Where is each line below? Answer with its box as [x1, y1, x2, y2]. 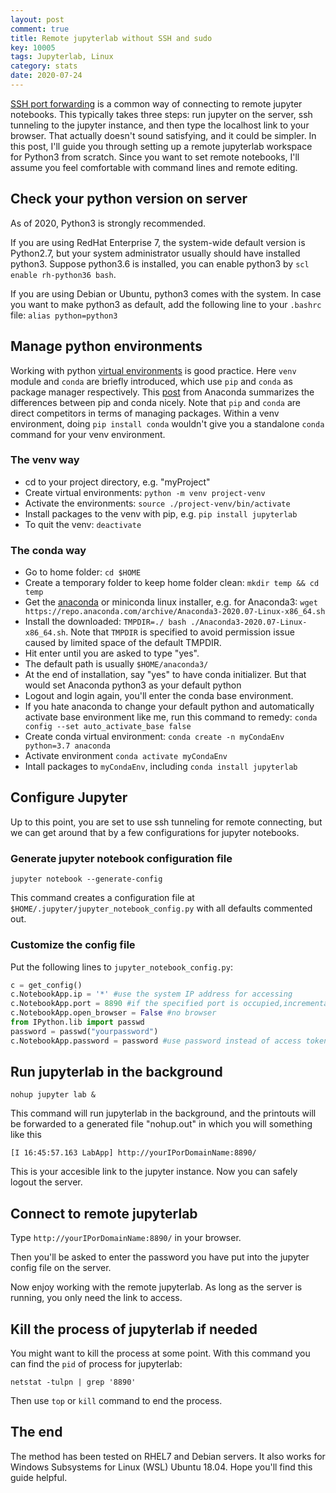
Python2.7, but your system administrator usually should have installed [10, 247, 301, 259]
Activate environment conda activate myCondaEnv [24, 750, 228, 762]
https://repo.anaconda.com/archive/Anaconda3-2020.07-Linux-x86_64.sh [24, 607, 326, 617]
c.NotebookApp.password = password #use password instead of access [10, 1036, 302, 1046]
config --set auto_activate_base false [24, 722, 192, 732]
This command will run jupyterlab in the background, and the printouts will [10, 1107, 317, 1120]
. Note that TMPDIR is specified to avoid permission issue [65, 626, 295, 638]
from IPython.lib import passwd [10, 1017, 145, 1027]
